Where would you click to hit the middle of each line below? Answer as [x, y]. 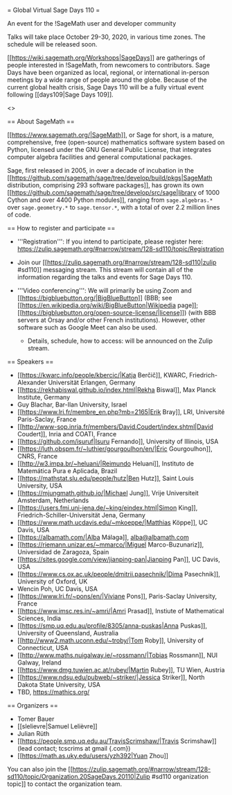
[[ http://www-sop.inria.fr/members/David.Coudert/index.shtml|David [115, 427]
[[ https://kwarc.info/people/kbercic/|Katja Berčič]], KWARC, [102, 375]
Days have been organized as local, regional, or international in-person [108, 72]
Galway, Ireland [39, 662]
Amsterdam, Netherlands [53, 500]
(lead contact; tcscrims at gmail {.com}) [74, 748]
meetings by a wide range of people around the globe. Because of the [107, 80]
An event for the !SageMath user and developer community [92, 23]
